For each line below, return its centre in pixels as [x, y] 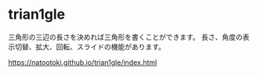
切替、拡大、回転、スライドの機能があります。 [90, 46]
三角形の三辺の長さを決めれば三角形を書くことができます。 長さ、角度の [125, 37]
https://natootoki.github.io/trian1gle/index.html [83, 62]
